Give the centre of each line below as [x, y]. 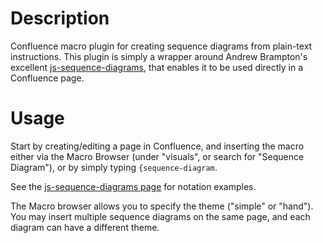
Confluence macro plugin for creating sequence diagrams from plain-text [161, 46]
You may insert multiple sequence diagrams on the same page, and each [160, 216]
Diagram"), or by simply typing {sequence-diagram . [114, 167]
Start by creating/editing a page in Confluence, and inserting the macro [157, 146]
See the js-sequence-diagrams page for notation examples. [133, 186]
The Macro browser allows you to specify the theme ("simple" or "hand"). [162, 206]
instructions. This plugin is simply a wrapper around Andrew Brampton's [159, 56]
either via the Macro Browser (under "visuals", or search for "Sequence [157, 156]
